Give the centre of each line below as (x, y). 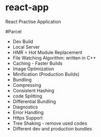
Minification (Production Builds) (46, 74)
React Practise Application (33, 22)
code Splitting (27, 96)
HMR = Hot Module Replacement (47, 52)
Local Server (26, 47)
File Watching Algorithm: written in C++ (54, 57)
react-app (27, 7)
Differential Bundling (34, 101)
